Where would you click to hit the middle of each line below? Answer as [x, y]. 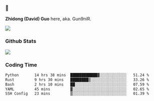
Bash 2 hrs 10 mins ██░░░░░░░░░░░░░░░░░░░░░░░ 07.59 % [77, 84]
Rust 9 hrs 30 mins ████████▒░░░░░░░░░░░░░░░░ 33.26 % [77, 79]
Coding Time [21, 64]
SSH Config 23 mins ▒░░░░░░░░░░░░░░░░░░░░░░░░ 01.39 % [77, 94]
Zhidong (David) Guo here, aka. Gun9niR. [48, 19]
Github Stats [21, 41]
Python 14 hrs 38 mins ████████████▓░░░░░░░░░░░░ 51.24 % [77, 75]
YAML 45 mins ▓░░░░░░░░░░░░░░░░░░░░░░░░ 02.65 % [77, 89]
